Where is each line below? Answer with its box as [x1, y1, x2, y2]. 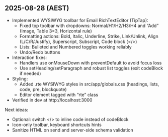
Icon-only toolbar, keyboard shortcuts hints [12, 121, 102, 127]
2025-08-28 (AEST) [5, 4, 69, 12]
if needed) [19, 70, 41, 76]
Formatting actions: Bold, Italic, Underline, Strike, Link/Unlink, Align [19, 33, 159, 39]
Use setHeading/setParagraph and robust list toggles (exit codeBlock [19, 65, 163, 71]
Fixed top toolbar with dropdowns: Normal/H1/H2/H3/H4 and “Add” [19, 22, 159, 28]
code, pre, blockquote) [19, 86, 67, 92]
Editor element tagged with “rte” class [19, 91, 99, 97]
